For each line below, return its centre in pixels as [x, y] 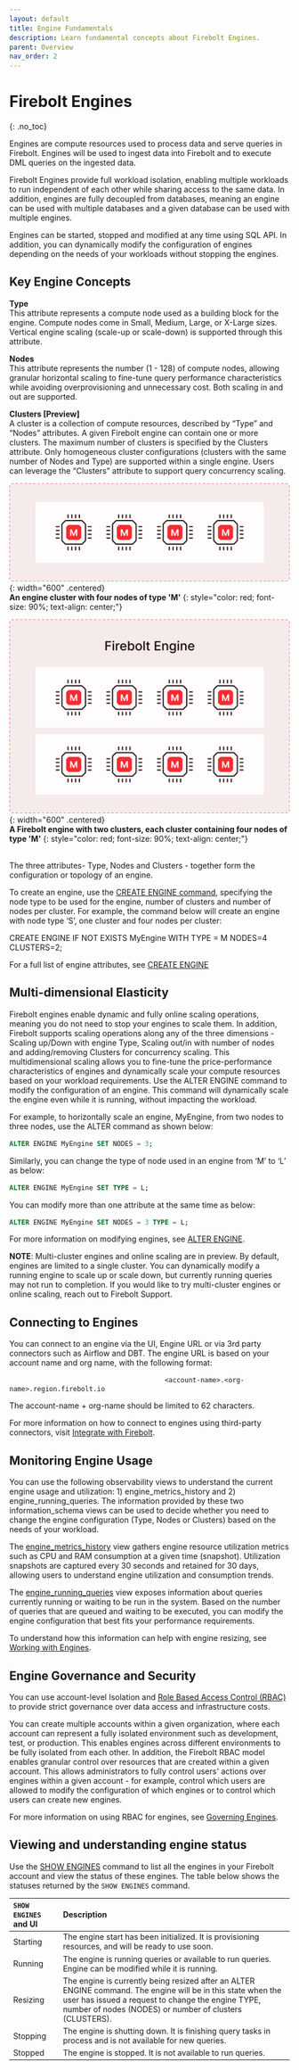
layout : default [39, 19]
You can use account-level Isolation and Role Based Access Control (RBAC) [148, 1697]
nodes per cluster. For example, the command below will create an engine [145, 911]
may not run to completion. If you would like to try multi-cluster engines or [145, 1285]
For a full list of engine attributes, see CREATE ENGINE [109, 965]
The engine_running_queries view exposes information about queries [136, 1593]
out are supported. [44, 396]
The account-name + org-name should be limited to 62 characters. [132, 1406]
